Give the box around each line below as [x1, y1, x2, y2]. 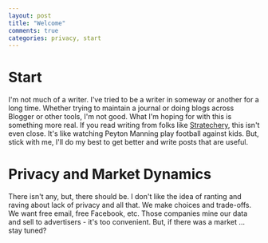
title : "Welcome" [8, 19, 66, 27]
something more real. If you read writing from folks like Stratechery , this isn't [8, 121, 260, 130]
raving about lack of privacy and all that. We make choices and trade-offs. [8, 201, 252, 210]
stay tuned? [8, 225, 47, 236]
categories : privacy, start [8, 34, 102, 42]
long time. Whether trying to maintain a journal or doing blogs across [8, 103, 235, 113]
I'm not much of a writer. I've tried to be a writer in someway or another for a [8, 95, 259, 105]
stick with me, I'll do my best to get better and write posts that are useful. [8, 137, 249, 147]
